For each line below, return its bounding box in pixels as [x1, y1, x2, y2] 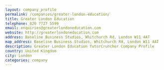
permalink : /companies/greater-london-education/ [5, 12, 110, 17]
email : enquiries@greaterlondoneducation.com [5, 26, 101, 31]
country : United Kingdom [5, 48, 57, 53]
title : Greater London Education [5, 16, 75, 21]
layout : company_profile [5, 7, 57, 12]
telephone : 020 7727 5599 [5, 21, 59, 26]
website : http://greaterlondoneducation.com [5, 30, 99, 35]
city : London [5, 53, 32, 58]
